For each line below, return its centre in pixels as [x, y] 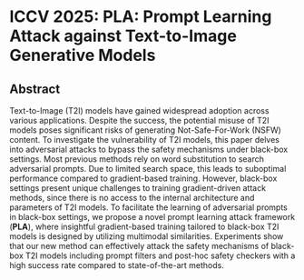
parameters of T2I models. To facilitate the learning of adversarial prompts [148, 207]
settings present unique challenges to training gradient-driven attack [137, 188]
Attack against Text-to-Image [123, 36]
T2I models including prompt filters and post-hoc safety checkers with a [161, 255]
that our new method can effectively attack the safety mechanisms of [139, 246]
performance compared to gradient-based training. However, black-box [143, 178]
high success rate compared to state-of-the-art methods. [117, 265]
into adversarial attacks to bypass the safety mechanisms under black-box [149, 149]
